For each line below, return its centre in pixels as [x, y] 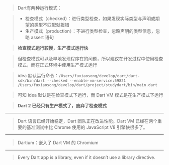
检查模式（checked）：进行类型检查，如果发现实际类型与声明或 [90, 19]
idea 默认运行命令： [38, 75]
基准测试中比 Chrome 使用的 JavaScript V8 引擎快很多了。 [87, 127]
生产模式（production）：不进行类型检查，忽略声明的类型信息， [90, 31]
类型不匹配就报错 [52, 25]
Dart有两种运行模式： [39, 8]
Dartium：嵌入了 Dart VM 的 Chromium [58, 143]
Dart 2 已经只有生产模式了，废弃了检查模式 [62, 106]
